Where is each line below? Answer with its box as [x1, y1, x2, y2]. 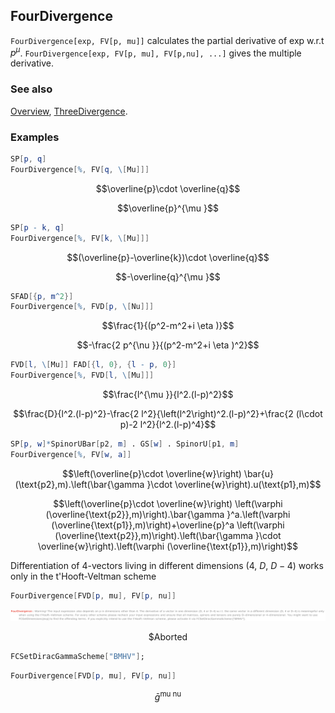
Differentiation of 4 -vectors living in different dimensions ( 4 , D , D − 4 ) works [10, 559, 324, 571]
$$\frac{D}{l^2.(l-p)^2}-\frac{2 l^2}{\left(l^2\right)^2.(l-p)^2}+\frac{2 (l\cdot [13, 408, 323, 420]
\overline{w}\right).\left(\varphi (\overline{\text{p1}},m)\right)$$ [38, 540, 298, 552]
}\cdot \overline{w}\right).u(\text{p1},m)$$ [146, 478, 322, 490]
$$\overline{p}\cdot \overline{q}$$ [95, 182, 241, 194]
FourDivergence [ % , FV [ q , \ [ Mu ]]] [10, 164, 150, 174]
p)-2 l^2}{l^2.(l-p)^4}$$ [119, 419, 217, 431]
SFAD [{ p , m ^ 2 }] [10, 291, 74, 301]
